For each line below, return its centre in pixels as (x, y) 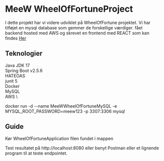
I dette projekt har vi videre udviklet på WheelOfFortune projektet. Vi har (78, 23)
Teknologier (24, 54)
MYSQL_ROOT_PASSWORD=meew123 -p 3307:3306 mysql (65, 111)
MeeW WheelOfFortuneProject (69, 9)
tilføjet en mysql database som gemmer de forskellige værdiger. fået (74, 27)
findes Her (16, 38)
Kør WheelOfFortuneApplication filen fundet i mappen (59, 138)
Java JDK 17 (18, 65)
